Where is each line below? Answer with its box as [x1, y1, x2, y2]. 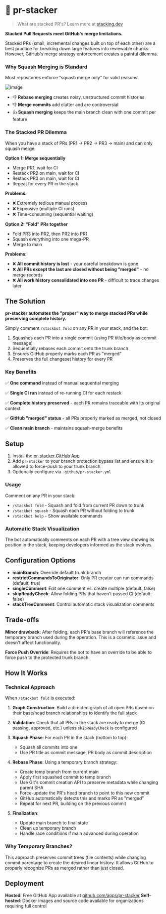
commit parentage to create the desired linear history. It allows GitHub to [5, 859, 154, 866]
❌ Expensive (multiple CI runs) [12, 205, 75, 211]
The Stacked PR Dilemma [5, 129, 67, 136]
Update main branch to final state [19, 820, 88, 826]
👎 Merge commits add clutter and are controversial [12, 102, 119, 108]
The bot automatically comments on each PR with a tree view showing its [5, 536, 155, 542]
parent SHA [19, 784, 44, 791]
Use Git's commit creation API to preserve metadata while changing [19, 780, 159, 785]
